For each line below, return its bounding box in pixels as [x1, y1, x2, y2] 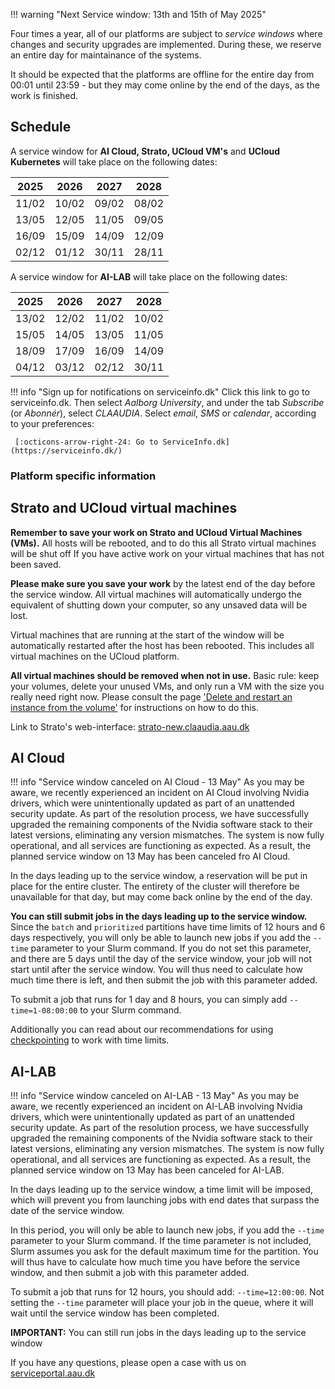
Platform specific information [10, 469, 157, 483]
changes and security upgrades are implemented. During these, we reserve [10, 39, 322, 50]
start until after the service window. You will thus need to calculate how [10, 964, 304, 976]
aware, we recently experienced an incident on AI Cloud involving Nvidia [10, 787, 310, 799]
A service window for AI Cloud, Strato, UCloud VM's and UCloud [10, 145, 281, 157]
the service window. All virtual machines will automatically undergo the [10, 588, 302, 600]
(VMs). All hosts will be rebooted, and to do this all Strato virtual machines [10, 537, 317, 549]
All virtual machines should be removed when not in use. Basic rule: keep [10, 669, 320, 681]
